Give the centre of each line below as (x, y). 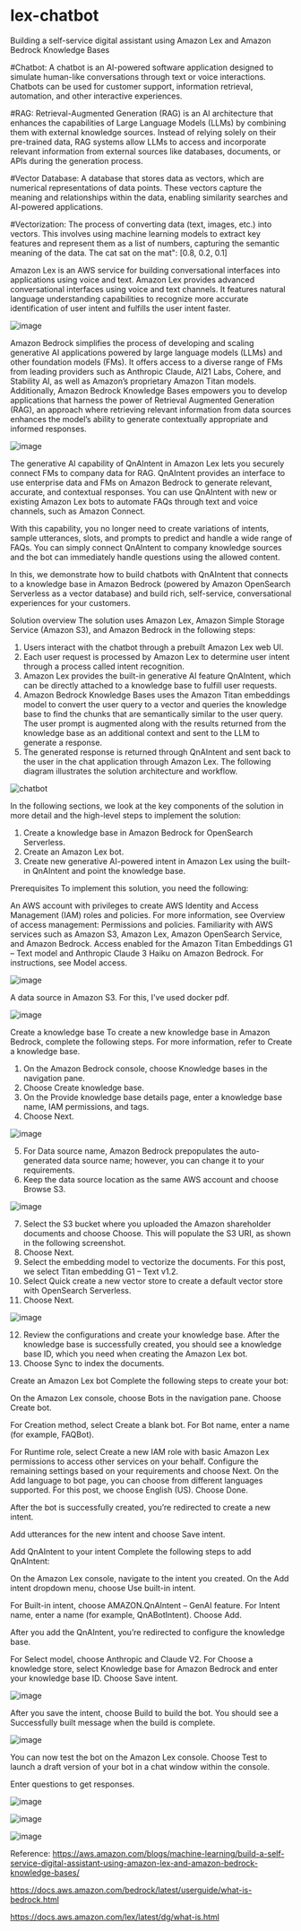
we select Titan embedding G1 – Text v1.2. (100, 1271)
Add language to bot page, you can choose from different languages (137, 1480)
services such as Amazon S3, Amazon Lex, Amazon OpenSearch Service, (146, 934)
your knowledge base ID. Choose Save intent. (94, 1678)
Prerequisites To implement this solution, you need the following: (129, 888)
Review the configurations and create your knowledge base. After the (151, 1334)
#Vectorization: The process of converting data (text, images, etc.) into (141, 224)
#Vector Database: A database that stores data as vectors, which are (137, 178)
